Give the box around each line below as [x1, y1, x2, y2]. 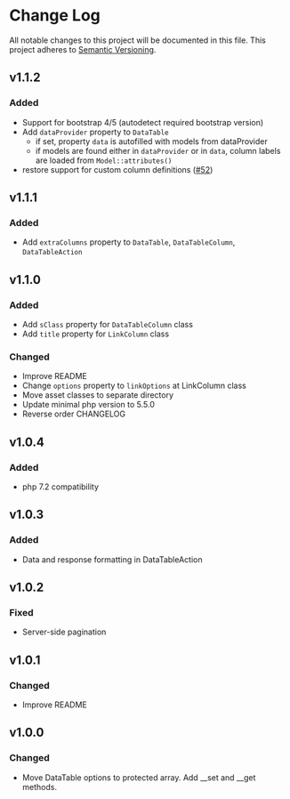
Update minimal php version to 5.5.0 [21, 399, 156, 410]
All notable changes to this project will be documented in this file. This [9, 35, 267, 45]
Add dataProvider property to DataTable [21, 126, 169, 137]
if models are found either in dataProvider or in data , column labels [35, 145, 281, 156]
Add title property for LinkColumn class [21, 328, 170, 339]
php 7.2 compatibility [21, 481, 100, 492]
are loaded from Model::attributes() [35, 155, 173, 165]
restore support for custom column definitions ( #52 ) [21, 164, 213, 174]
